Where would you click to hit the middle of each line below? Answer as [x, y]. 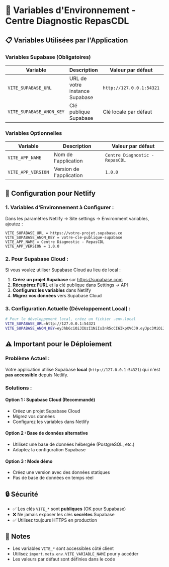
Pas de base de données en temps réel [53, 478]
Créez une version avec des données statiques [61, 472]
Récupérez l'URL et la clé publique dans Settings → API [70, 285]
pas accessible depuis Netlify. [37, 375]
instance [80, 91]
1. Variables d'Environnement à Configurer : [60, 207]
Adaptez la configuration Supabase [49, 450]
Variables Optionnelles [34, 133]
